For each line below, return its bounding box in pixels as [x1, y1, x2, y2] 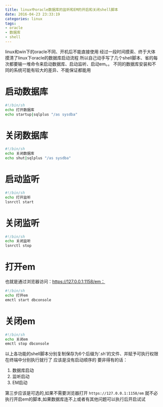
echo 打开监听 [5, 195, 31, 200]
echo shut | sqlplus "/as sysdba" [5, 156, 71, 161]
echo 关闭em [5, 337, 28, 342]
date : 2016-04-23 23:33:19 [5, 12, 60, 17]
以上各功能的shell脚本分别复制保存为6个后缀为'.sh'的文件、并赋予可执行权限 [5, 351, 159, 357]
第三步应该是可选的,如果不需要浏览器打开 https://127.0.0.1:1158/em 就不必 [5, 390, 158, 396]
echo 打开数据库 [5, 107, 35, 112]
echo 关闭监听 [5, 239, 31, 244]
